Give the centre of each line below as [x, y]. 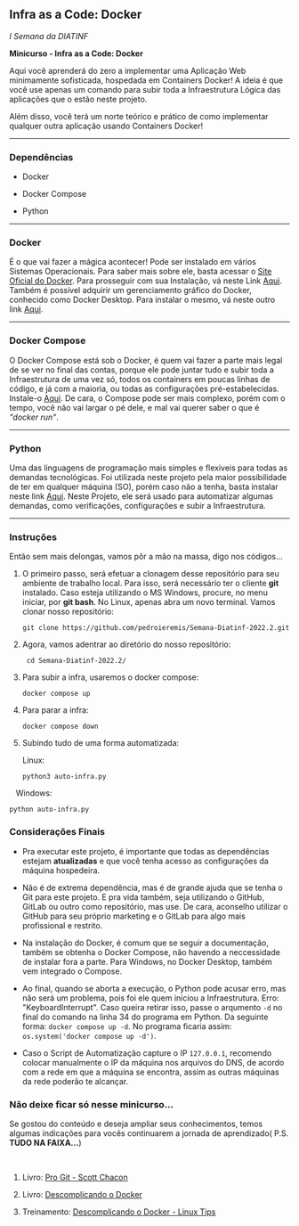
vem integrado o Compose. [72, 971]
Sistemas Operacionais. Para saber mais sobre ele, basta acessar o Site [141, 272]
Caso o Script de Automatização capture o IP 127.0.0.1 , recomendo [147, 1053]
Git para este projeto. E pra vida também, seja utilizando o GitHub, [143, 897]
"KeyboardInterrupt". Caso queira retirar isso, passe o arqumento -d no [152, 1007]
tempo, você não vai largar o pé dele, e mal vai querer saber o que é [134, 407]
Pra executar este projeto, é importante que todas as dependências [145, 851]
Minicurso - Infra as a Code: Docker [77, 53]
